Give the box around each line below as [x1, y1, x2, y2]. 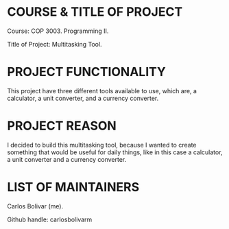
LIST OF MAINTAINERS [7, 180, 140, 195]
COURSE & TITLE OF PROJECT [7, 4, 183, 20]
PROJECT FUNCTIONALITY [7, 64, 166, 80]
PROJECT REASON [7, 118, 117, 134]
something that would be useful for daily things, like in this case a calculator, [7, 148, 223, 156]
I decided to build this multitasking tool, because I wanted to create [7, 141, 197, 149]
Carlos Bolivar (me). [7, 202, 64, 210]
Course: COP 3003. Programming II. [7, 27, 109, 35]
